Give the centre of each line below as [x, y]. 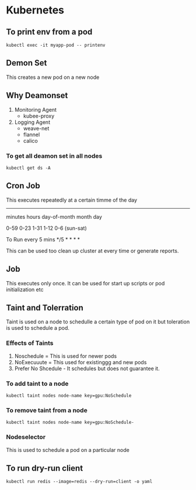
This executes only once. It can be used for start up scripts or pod [85, 283]
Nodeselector [26, 437]
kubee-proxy [39, 116]
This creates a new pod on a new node [53, 77]
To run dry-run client [45, 468]
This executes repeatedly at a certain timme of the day [72, 200]
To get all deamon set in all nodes [54, 156]
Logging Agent [32, 122]
